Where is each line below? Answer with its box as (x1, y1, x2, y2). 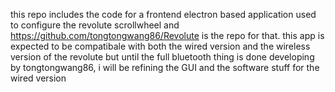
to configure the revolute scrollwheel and (10, 19, 180, 31)
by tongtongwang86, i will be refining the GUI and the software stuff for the (10, 62, 320, 73)
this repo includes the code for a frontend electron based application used (10, 9, 317, 20)
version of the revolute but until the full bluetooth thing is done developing (10, 51, 315, 63)
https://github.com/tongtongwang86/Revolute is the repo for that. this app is (10, 30, 325, 41)
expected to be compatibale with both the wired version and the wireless (10, 40, 311, 52)
